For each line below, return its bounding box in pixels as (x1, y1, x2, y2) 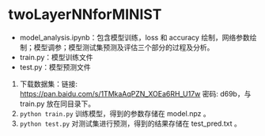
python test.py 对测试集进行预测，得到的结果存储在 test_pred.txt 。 (19, 119, 241, 128)
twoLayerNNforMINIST (8, 6, 162, 24)
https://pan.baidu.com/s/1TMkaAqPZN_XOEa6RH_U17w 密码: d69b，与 (19, 89, 252, 98)
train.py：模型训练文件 (19, 52, 93, 62)
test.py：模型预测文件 (19, 62, 91, 72)
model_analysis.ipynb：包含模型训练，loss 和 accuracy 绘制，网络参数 (19, 32, 251, 42)
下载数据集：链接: (19, 79, 78, 89)
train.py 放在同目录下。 (19, 99, 96, 108)
